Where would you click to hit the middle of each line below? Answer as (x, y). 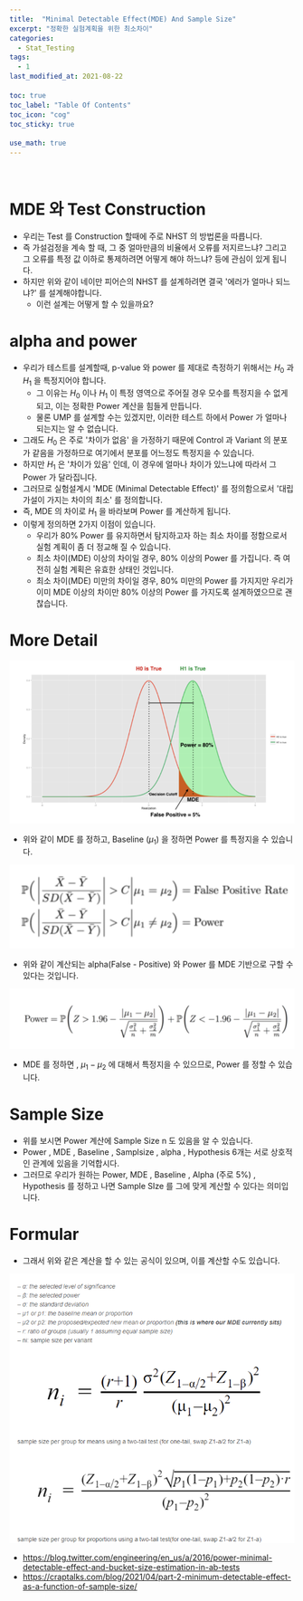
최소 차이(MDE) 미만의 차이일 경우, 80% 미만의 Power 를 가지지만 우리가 (165, 580)
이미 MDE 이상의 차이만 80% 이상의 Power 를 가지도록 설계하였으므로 (159, 592)
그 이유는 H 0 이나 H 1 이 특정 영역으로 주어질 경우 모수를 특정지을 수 (153, 394)
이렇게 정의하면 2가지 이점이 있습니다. (89, 524)
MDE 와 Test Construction (108, 210)
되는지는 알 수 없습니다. (77, 429)
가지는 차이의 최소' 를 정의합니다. (104, 500)
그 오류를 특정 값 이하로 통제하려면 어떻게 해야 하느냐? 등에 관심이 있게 (146, 259)
